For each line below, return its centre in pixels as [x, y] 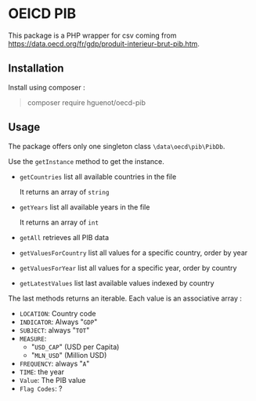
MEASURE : [33, 338]
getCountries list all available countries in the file [98, 177]
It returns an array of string [64, 191]
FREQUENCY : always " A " [54, 363]
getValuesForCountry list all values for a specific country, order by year [133, 253]
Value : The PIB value [52, 380]
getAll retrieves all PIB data [64, 237]
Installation [36, 69]
